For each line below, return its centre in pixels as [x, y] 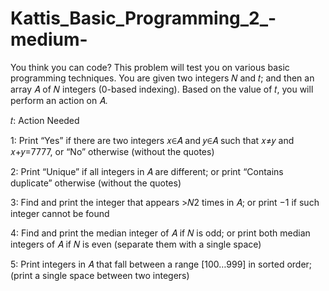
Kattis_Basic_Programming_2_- [143, 18]
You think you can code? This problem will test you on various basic [150, 67]
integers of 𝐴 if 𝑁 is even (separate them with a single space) [136, 244]
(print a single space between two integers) [100, 275]
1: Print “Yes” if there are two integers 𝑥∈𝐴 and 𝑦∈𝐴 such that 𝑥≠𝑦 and [152, 140]
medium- [49, 39]
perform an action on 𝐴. [59, 100]
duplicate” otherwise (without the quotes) [96, 183]
